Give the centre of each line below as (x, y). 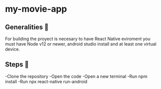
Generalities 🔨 (27, 27)
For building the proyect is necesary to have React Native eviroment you (78, 39)
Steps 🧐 (17, 65)
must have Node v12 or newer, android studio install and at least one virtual (81, 44)
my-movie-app (36, 9)
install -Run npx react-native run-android (46, 81)
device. (12, 49)
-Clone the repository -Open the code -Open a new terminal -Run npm (76, 76)
